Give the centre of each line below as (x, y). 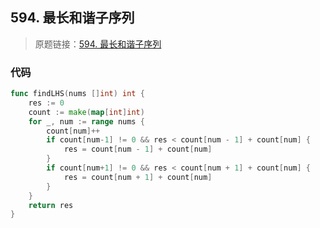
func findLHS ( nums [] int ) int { (77, 94)
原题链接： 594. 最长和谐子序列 (98, 44)
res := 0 (46, 103)
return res (51, 205)
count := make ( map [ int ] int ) (86, 112)
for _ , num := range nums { (86, 121)
